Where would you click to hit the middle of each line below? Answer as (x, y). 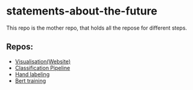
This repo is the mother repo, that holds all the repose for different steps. (97, 28)
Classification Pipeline (43, 68)
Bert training (30, 80)
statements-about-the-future (82, 11)
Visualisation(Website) (43, 61)
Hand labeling (32, 74)
